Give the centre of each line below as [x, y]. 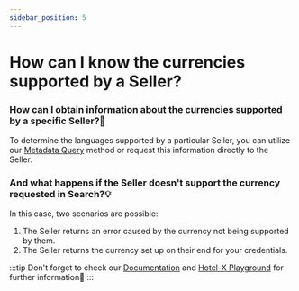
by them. [39, 241]
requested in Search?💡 [60, 195]
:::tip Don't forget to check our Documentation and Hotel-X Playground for [146, 268]
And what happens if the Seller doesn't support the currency [145, 183]
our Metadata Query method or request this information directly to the [139, 150]
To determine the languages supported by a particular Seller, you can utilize [150, 141]
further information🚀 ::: [52, 277]
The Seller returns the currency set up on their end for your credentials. [155, 250]
